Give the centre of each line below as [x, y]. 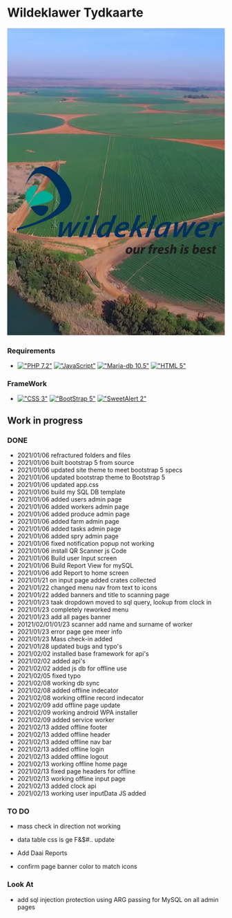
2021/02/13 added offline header [64, 734]
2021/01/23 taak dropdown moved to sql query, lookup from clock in [114, 602]
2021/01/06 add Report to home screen [73, 573]
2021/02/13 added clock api [57, 786]
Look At [20, 885]
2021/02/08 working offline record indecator [80, 697]
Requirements [31, 351]
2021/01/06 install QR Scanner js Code [72, 551]
